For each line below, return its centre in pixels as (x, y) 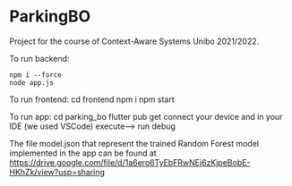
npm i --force (36, 75)
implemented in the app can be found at (83, 153)
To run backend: (39, 58)
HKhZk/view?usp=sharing (57, 172)
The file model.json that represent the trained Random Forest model (134, 143)
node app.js (31, 82)
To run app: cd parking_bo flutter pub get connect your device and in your (146, 116)
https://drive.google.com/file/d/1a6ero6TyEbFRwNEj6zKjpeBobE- (130, 162)
